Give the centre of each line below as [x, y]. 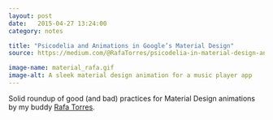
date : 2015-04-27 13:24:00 [58, 24]
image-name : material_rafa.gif [61, 68]
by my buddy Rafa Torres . [52, 107]
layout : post [30, 16]
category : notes [36, 31]
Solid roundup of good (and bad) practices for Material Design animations [132, 98]
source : [22, 54]
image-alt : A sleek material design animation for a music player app [130, 75]
